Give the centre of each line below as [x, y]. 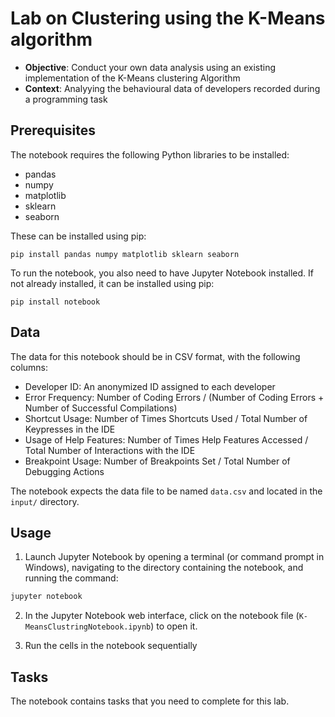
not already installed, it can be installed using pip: [112, 283]
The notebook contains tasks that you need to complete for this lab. [150, 701]
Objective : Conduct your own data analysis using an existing [150, 67]
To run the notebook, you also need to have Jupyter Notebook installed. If [162, 273]
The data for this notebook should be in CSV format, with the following [155, 356]
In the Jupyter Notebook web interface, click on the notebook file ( [162, 616]
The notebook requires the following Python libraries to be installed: [150, 154]
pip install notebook [55, 302]
